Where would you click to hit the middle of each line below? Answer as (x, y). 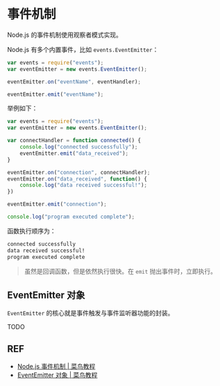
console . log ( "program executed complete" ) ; (71, 217)
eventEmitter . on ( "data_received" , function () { (77, 179)
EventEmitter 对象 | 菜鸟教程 (57, 375)
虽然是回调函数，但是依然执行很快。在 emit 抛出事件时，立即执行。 (120, 271)
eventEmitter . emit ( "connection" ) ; (57, 204)
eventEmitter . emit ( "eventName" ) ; (56, 94)
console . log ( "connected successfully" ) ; (79, 147)
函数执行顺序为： (32, 230)
